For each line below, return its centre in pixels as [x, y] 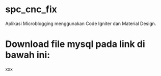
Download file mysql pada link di [75, 44]
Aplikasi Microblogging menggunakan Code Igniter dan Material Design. [81, 23]
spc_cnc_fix [31, 9]
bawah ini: [28, 55]
